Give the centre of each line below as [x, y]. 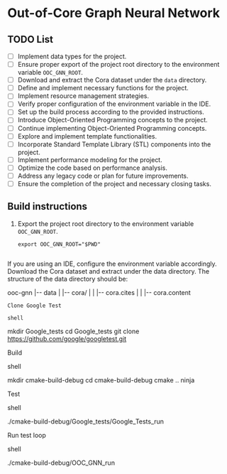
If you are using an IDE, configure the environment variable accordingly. [112, 264]
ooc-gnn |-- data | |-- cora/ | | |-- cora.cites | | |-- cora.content [99, 292]
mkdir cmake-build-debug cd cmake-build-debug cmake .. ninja [101, 380]
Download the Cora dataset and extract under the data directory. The [109, 271]
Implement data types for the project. [72, 56]
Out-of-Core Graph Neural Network [114, 13]
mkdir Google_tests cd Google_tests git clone [73, 331]
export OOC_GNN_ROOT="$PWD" [59, 244]
